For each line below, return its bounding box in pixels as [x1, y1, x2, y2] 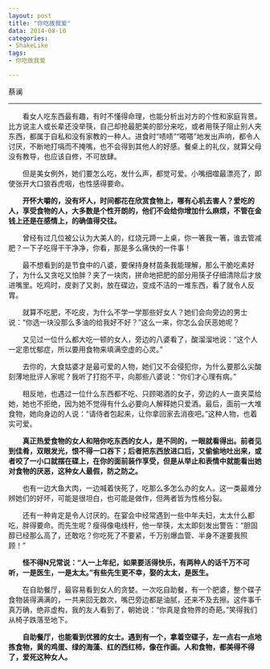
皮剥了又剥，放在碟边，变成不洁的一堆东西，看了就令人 [63, 280, 247, 289]
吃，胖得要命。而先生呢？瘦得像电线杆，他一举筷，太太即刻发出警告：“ [8, 520, 244, 530]
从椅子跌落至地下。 [8, 614, 72, 624]
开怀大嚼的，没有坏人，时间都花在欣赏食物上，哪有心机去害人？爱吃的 [22, 195, 255, 205]
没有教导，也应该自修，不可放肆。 [8, 151, 121, 161]
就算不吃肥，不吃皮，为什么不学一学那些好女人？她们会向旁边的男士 [22, 307, 247, 317]
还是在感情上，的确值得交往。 [22, 215, 121, 225]
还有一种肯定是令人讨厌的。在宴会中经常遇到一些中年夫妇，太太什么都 [22, 510, 255, 519]
